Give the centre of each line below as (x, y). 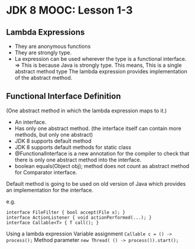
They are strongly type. (43, 53)
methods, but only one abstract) (54, 134)
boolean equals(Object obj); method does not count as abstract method (102, 166)
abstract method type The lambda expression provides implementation (101, 71)
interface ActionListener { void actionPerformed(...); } (79, 217)
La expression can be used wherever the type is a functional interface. (100, 59)
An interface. (30, 122)
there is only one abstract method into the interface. (78, 160)
